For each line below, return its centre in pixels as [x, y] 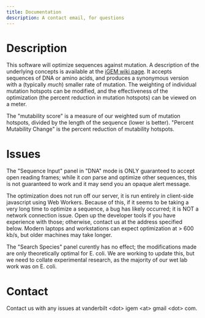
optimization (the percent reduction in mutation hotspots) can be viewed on [102, 98]
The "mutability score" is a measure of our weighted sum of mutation [93, 116]
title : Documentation [34, 12]
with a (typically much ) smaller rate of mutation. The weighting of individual [102, 85]
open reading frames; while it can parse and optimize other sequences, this [102, 177]
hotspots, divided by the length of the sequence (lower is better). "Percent [100, 123]
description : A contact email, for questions [65, 18]
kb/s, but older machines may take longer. [59, 235]
